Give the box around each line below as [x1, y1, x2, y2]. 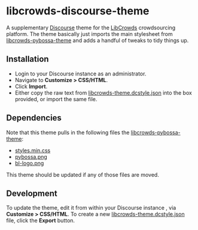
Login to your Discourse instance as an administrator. [14, 70, 147, 77]
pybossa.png [14, 153, 48, 160]
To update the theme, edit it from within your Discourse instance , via [6, 204, 176, 211]
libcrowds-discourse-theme [6, 4, 150, 18]
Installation [6, 54, 49, 64]
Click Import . [14, 83, 48, 90]
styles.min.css [14, 147, 51, 154]
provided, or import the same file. [14, 95, 98, 102]
